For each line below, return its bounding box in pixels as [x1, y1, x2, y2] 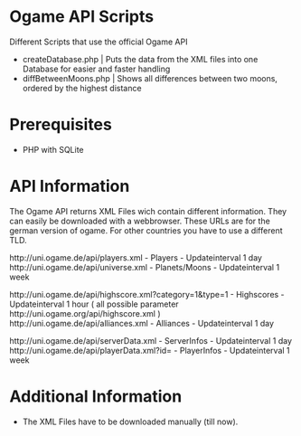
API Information [9, 176, 130, 196]
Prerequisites [9, 115, 113, 135]
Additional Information [9, 386, 183, 406]
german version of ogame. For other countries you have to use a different [9, 224, 283, 236]
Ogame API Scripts [9, 6, 155, 27]
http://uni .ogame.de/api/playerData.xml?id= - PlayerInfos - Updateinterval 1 [9, 345, 291, 355]
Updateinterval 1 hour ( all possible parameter [9, 299, 179, 309]
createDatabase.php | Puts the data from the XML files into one [22, 53, 259, 64]
